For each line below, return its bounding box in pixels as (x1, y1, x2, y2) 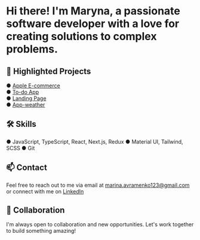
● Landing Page (6, 95, 47, 102)
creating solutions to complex (6, 30, 157, 43)
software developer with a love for (6, 17, 180, 31)
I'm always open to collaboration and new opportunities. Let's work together (6, 221, 194, 228)
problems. (6, 42, 59, 56)
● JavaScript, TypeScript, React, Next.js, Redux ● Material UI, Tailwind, (6, 138, 183, 145)
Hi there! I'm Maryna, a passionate (6, 4, 180, 18)
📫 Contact (6, 163, 48, 173)
